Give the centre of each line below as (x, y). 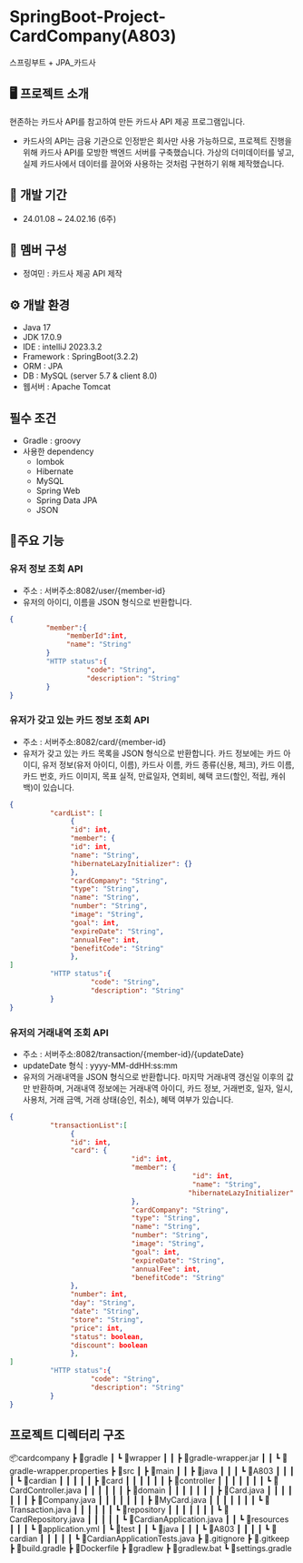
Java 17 (37, 328)
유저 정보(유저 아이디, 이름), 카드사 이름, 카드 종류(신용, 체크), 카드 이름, (168, 764)
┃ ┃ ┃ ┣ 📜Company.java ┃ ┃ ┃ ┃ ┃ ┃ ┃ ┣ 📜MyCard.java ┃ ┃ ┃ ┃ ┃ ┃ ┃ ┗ (136, 1500)
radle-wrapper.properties (59, 1471)
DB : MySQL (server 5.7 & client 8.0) (90, 376)
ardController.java (45, 1490)
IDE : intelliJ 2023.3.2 (62, 347)
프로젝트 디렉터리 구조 (67, 1435)
